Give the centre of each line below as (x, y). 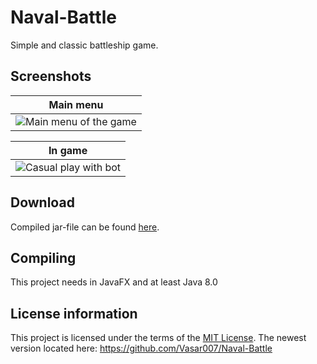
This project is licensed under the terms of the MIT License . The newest (158, 338)
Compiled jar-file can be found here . (85, 227)
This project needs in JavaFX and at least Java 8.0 (114, 282)
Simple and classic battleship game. (84, 45)
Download (42, 202)
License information (74, 313)
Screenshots (51, 76)
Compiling (43, 257)
